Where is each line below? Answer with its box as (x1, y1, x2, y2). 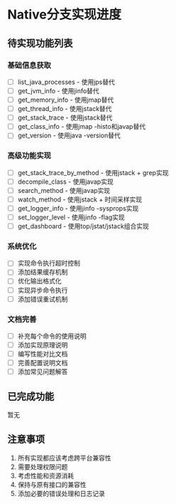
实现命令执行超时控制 (17, 259, 80, 268)
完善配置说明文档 (17, 359, 68, 367)
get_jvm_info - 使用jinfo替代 (17, 86, 99, 95)
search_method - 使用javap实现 (17, 186, 111, 194)
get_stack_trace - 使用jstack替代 (17, 113, 113, 122)
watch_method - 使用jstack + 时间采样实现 (17, 195, 143, 204)
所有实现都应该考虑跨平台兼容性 (17, 453, 111, 462)
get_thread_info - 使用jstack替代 (17, 105, 112, 113)
